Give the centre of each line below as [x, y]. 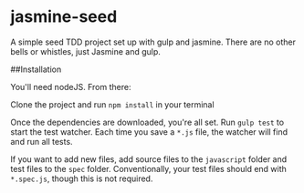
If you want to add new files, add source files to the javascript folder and [149, 159]
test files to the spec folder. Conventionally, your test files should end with [148, 168]
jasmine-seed [64, 17]
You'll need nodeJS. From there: [71, 86]
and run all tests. [42, 141]
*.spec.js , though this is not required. [82, 178]
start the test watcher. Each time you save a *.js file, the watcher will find [149, 132]
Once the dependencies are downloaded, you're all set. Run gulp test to [147, 122]
